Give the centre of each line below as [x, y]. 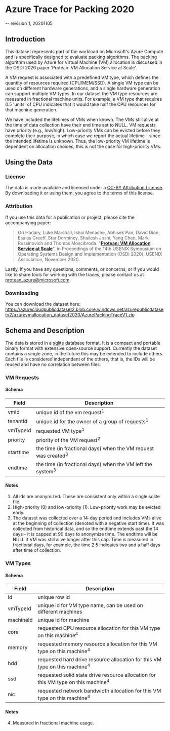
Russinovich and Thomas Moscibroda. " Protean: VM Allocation [84, 243]
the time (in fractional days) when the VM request [95, 449]
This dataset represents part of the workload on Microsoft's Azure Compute [84, 51]
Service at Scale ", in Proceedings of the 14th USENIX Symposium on [90, 249]
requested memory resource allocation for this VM [97, 644]
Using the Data [29, 162]
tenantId [18, 421]
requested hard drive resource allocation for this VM [100, 659]
